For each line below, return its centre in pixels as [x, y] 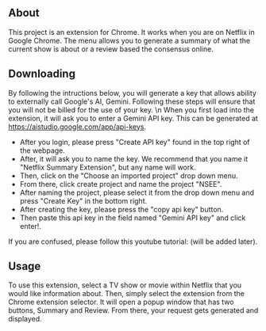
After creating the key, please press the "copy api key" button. [121, 209]
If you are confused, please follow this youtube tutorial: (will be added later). [133, 242]
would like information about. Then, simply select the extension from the [126, 294]
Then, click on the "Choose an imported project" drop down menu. [129, 175]
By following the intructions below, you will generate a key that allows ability [132, 93]
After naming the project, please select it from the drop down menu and [137, 192]
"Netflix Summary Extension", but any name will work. [108, 167]
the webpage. [42, 150]
